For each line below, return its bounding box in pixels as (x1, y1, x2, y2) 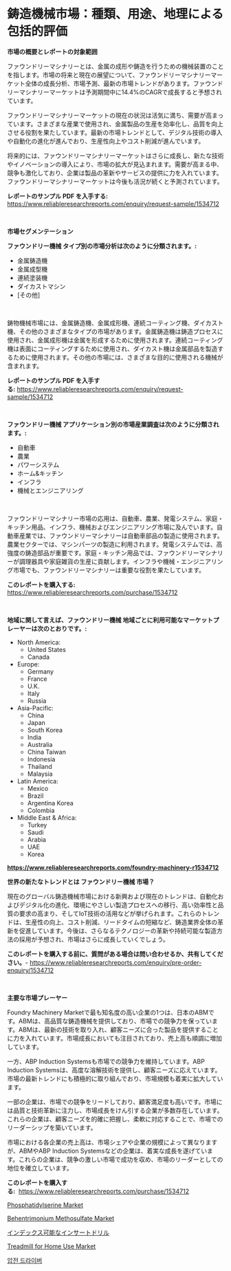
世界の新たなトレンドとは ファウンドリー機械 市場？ (7, 878, 155, 886)
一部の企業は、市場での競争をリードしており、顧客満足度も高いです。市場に (7, 1098, 223, 1106)
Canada (27, 653, 50, 661)
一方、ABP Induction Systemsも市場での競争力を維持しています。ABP (7, 1057, 205, 1065)
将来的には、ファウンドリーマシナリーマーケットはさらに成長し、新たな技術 (7, 151, 224, 160)
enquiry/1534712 (7, 966, 54, 974)
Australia (27, 740, 53, 748)
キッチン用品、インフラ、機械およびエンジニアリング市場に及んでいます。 (7, 523, 217, 531)
